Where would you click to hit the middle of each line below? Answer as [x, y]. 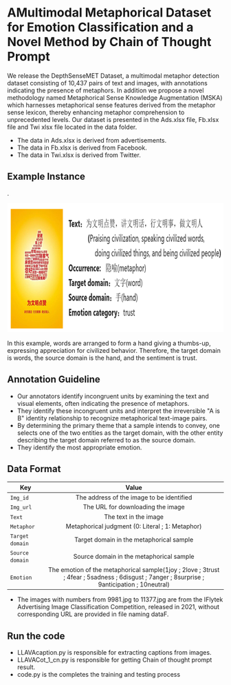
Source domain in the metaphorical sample [134, 556]
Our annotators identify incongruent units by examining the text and [113, 396]
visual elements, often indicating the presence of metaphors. [103, 403]
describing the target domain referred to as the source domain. [106, 440]
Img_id [19, 498]
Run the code [36, 636]
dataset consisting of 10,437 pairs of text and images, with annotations [107, 83]
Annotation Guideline [54, 379]
